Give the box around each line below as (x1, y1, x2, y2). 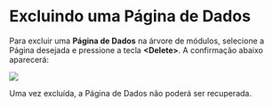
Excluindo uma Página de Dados (9, 6, 252, 27)
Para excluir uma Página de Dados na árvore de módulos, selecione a (9, 35, 265, 46)
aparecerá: (9, 54, 49, 65)
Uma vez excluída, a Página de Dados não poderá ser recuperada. (9, 88, 252, 98)
